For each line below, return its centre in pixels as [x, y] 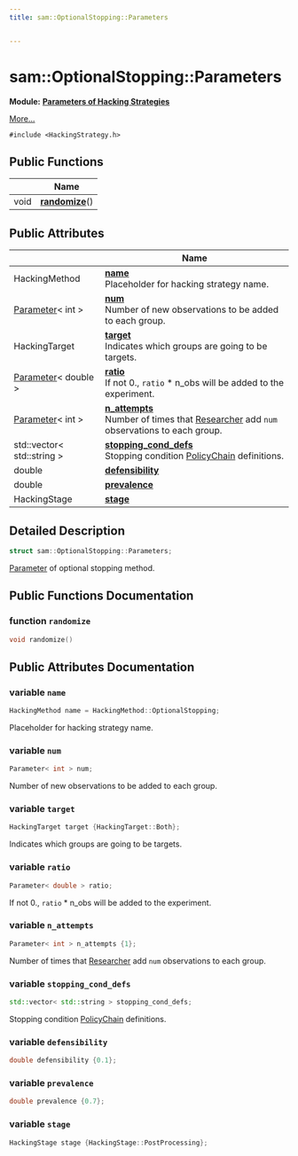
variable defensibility [59, 1042]
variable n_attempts [51, 926]
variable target [42, 809]
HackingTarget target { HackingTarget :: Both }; [94, 827]
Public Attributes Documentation [102, 667]
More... [22, 118]
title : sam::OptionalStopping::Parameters [89, 17]
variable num [35, 750]
